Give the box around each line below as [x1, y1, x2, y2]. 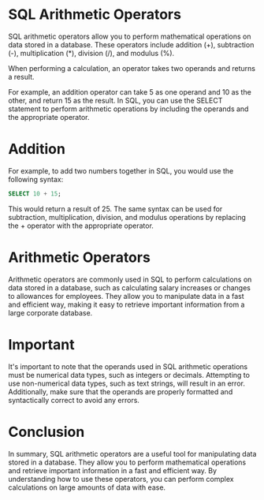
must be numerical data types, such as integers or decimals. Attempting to [8, 370, 251, 379]
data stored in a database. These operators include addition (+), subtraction [8, 39, 255, 49]
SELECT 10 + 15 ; [8, 189, 61, 198]
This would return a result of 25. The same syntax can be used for [8, 203, 223, 214]
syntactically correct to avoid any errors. [8, 395, 140, 405]
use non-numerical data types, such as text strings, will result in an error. [8, 379, 246, 388]
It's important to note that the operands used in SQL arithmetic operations [8, 361, 248, 371]
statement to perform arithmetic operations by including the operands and [8, 104, 249, 114]
